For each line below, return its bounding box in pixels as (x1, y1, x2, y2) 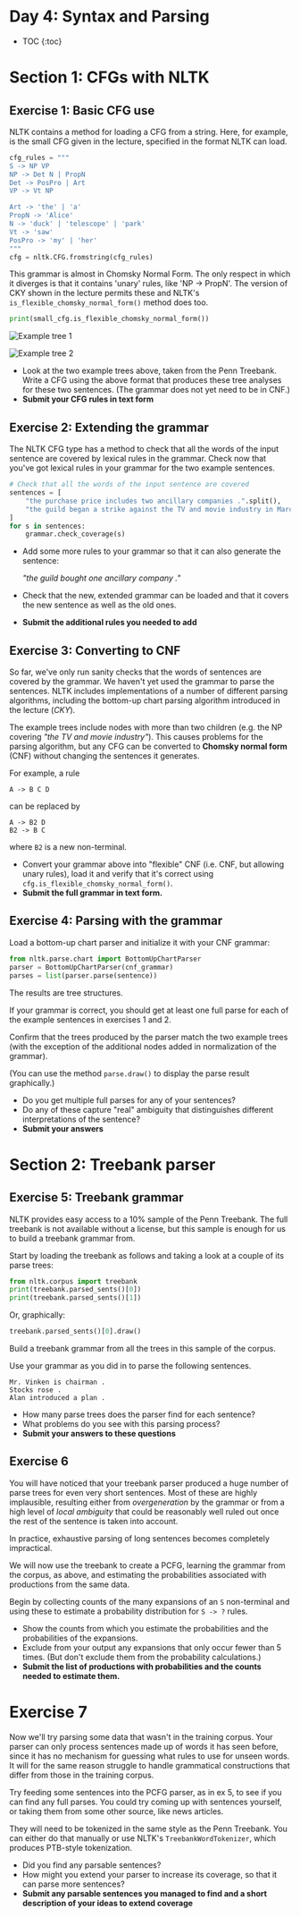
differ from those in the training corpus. (9, 1769, 154, 1780)
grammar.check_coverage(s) (25, 530, 126, 539)
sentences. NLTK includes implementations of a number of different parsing (9, 686, 288, 697)
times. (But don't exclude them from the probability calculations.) (21, 1651, 262, 1662)
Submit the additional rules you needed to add (21, 617, 197, 628)
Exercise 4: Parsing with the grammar (9, 913, 223, 929)
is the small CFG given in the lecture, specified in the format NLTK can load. (9, 136, 287, 147)
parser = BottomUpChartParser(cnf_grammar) (9, 963, 174, 971)
